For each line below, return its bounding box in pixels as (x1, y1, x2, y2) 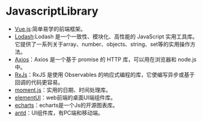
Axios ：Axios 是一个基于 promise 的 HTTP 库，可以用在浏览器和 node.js (14, 56, 197, 63)
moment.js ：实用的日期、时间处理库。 (14, 86, 112, 93)
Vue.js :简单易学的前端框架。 (14, 25, 86, 32)
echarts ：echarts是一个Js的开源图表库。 (14, 101, 118, 109)
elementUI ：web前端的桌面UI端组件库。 (14, 93, 117, 101)
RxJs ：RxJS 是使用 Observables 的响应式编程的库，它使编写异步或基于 (14, 71, 195, 78)
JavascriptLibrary (6, 4, 99, 18)
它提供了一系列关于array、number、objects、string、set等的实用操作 (14, 40, 191, 48)
